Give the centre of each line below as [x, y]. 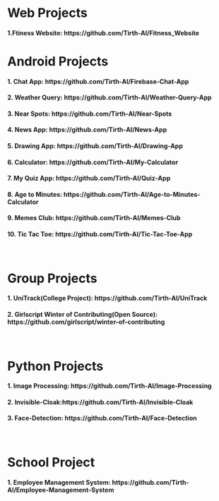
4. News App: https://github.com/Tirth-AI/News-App [87, 130]
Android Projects [58, 61]
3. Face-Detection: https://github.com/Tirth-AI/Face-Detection [102, 418]
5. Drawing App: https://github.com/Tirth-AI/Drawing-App [95, 145]
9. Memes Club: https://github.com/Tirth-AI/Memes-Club [94, 218]
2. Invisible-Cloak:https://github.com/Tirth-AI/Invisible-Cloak [100, 402]
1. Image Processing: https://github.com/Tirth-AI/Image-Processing [109, 386]
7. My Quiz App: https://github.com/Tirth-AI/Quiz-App [89, 179]
